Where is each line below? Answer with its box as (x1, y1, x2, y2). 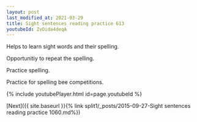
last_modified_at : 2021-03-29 (6, 15, 84, 21)
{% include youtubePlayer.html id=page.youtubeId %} (6, 90, 143, 98)
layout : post (6, 9, 40, 15)
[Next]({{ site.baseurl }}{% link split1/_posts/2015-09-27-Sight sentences (6, 102, 191, 110)
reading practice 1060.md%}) (6, 109, 81, 116)
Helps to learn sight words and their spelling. (6, 43, 119, 50)
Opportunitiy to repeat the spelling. (6, 55, 95, 62)
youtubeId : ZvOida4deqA (6, 26, 67, 32)
